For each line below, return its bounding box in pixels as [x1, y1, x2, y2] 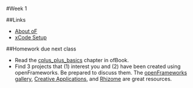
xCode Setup [14, 34, 47, 40]
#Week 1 [6, 5, 27, 12]
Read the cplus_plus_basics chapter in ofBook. [14, 57, 129, 63]
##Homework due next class [6, 45, 76, 52]
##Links [6, 16, 26, 23]
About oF [14, 28, 37, 35]
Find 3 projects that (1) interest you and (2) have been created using [14, 63, 181, 70]
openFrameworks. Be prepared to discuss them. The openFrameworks [14, 69, 188, 76]
